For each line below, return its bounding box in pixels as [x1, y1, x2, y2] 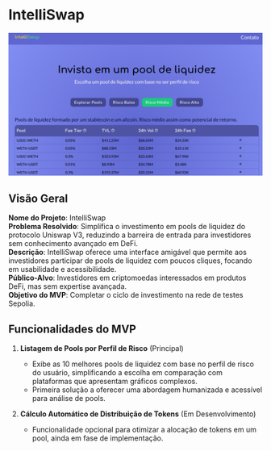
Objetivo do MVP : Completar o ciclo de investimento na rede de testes [8, 290, 244, 300]
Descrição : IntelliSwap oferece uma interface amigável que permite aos [8, 248, 248, 257]
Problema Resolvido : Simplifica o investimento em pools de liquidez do [8, 222, 246, 232]
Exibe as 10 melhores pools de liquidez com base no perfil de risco [31, 359, 254, 369]
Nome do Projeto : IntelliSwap [8, 213, 106, 223]
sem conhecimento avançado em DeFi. [8, 239, 139, 248]
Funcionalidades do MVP [8, 322, 137, 336]
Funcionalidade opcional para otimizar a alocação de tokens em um [31, 425, 256, 435]
